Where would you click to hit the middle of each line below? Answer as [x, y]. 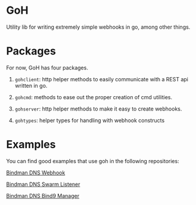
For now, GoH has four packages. [47, 68]
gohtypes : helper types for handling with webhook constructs [90, 120]
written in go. [31, 85]
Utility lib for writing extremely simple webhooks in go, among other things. [98, 27]
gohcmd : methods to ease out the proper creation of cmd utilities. [94, 97]
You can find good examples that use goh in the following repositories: [93, 161]
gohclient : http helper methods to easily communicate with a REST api [102, 79]
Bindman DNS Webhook [36, 172]
